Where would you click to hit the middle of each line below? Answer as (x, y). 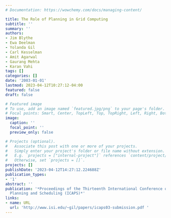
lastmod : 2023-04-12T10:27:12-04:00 (44, 85)
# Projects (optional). (31, 141)
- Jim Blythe (19, 38)
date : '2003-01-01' (26, 81)
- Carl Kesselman (24, 52)
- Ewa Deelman (20, 43)
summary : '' (18, 28)
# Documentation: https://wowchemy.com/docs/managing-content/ (74, 10)
